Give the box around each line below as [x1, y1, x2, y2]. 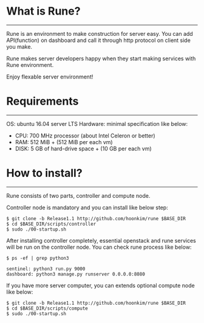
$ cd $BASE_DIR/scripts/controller [6, 221, 97, 227]
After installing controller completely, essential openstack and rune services [6, 237, 196, 244]
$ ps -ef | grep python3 [6, 255, 69, 261]
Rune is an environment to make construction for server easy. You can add [6, 30, 193, 37]
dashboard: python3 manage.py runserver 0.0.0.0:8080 [6, 271, 146, 277]
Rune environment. [6, 61, 54, 68]
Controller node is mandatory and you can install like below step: [6, 204, 168, 211]
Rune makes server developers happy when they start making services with [6, 55, 196, 62]
